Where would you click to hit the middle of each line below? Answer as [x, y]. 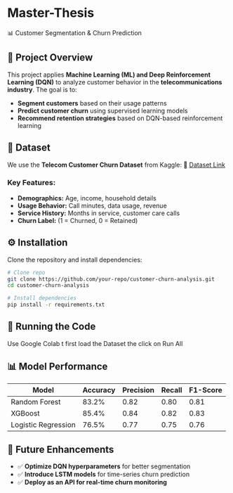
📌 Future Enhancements [61, 450]
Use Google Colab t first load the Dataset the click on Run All [95, 343]
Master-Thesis [51, 13]
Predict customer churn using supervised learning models [102, 110]
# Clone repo [26, 272]
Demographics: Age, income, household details [87, 198]
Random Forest [36, 402]
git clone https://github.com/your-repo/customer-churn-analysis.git [111, 279]
